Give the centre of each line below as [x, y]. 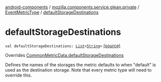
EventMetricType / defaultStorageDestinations [52, 12]
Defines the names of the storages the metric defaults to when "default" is [80, 65]
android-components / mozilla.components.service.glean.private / [72, 7]
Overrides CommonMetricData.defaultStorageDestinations [64, 55]
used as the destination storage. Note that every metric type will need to [78, 70]
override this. [18, 75]
